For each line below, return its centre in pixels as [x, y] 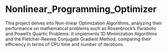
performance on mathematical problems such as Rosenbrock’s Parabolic [81, 28]
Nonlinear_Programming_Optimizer [81, 9]
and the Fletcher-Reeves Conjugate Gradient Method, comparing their [78, 39]
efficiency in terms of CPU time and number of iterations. [65, 44]
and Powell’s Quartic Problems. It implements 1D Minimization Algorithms [81, 33]
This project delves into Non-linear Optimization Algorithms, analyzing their [84, 23]
